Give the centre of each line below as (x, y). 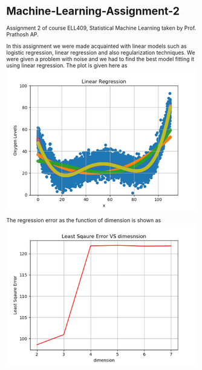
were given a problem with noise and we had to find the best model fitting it (100, 59)
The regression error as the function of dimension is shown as (84, 220)
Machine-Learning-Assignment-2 (93, 11)
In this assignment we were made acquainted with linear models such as (96, 46)
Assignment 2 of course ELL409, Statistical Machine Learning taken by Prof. (101, 28)
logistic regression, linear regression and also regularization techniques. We (101, 52)
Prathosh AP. (23, 34)
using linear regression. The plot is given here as (67, 65)
